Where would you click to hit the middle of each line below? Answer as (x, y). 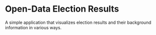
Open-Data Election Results (62, 9)
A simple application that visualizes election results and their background (78, 22)
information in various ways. (33, 27)
